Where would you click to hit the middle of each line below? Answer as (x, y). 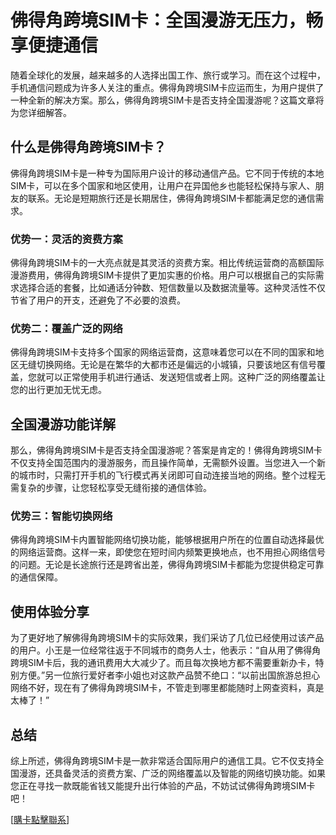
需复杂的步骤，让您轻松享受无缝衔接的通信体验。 (111, 488)
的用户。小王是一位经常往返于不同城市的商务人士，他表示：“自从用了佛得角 (166, 650)
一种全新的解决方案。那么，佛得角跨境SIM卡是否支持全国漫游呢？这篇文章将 (167, 100)
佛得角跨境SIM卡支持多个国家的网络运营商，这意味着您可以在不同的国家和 (163, 352)
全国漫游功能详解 (63, 424)
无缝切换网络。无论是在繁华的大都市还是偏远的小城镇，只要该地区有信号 (167, 365)
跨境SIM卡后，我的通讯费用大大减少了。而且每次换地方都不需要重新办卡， (163, 663)
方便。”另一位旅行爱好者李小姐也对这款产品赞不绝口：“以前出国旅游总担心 (169, 675)
